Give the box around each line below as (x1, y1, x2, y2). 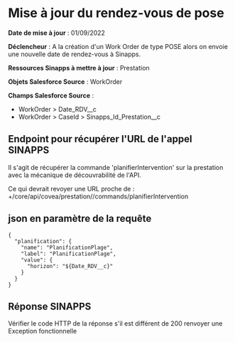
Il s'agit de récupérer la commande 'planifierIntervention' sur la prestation (8, 163, 224, 171)
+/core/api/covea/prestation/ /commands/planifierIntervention (8, 192, 189, 201)
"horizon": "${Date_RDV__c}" (26, 262, 114, 269)
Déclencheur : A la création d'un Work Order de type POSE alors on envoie (8, 42, 228, 50)
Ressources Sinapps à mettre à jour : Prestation (8, 63, 150, 72)
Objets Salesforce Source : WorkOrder (8, 77, 123, 86)
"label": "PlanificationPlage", (21, 250, 116, 257)
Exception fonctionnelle (8, 327, 77, 336)
